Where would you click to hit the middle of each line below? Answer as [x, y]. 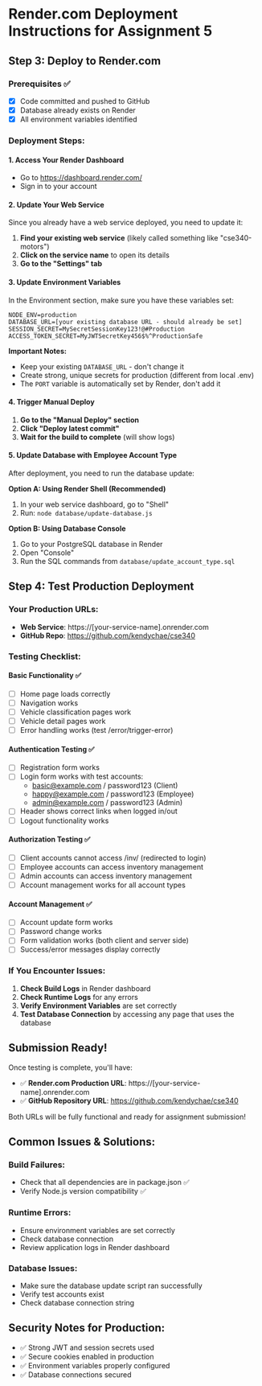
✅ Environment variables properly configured [95, 1365]
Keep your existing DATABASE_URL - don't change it [102, 366]
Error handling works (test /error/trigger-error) [96, 730]
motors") [35, 247]
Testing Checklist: [45, 656]
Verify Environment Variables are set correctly [98, 1006]
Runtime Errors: [40, 1213]
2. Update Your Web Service [56, 204]
